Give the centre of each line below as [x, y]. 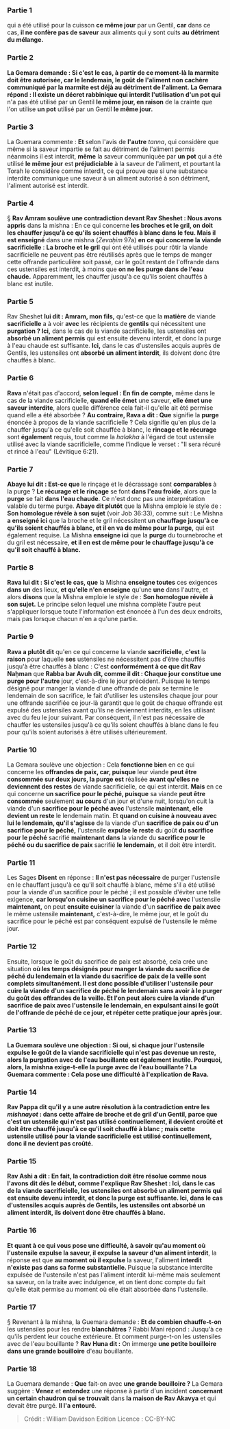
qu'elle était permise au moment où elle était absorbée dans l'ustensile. [108, 1289]
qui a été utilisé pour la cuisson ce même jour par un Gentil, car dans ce [109, 25]
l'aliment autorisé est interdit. [48, 185]
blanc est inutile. [30, 284]
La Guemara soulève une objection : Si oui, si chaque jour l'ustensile [106, 1045]
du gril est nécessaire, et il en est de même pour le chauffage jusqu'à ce [111, 543]
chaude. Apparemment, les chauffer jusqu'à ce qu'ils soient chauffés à [107, 277]
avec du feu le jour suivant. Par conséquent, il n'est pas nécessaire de [106, 717]
